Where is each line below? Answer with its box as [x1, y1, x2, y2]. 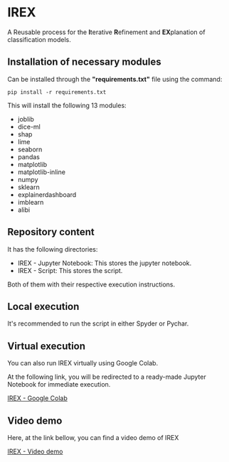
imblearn [17, 198, 44, 206]
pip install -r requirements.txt [7, 88, 107, 96]
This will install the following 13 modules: [7, 101, 127, 109]
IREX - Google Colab [7, 394, 68, 402]
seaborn [17, 145, 43, 154]
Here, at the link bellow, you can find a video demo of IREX [7, 434, 179, 441]
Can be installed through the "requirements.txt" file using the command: [7, 75, 223, 83]
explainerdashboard [17, 190, 77, 199]
